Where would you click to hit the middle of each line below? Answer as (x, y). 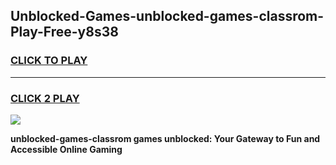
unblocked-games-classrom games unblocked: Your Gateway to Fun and (165, 138)
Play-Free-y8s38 (64, 32)
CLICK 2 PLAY (45, 98)
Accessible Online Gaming (66, 149)
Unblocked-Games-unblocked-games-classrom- (167, 16)
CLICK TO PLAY (49, 61)
